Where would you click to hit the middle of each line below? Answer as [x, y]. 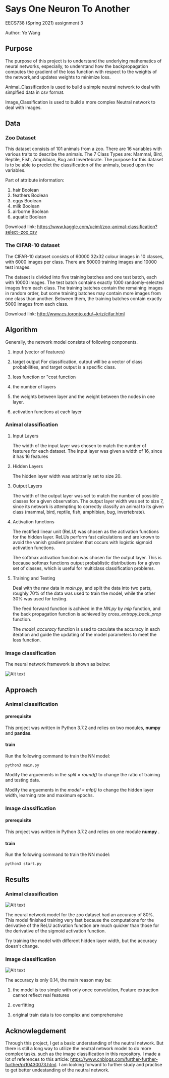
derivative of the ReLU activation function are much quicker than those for [82, 925]
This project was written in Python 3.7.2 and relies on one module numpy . [82, 832]
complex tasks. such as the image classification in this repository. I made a [83, 1054]
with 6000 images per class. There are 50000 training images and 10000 [81, 262]
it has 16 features [30, 456]
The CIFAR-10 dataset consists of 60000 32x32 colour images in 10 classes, [84, 256]
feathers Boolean [31, 195]
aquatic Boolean [30, 217]
